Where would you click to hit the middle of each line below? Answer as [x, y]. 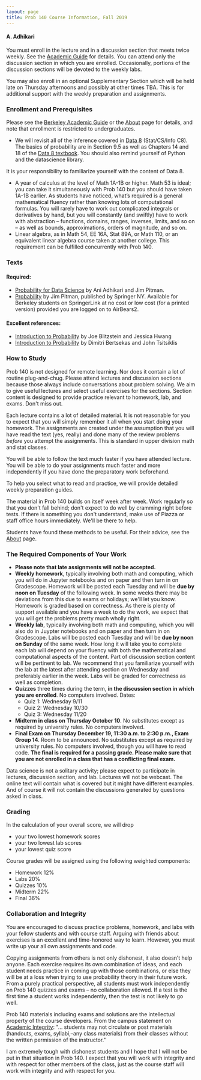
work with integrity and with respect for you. [61, 1070]
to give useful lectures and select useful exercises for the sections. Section [99, 390]
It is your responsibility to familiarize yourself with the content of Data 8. [95, 171]
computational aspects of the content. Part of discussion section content [105, 656]
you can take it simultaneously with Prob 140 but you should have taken [103, 189]
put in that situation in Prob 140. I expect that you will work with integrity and [100, 1058]
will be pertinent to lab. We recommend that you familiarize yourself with [104, 663]
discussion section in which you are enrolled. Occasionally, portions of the [98, 63]
